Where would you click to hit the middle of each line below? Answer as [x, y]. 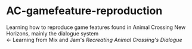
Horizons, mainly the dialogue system [52, 33]
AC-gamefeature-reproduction [84, 11]
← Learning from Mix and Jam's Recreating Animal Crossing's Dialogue [94, 40]
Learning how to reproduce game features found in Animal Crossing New [96, 27]
